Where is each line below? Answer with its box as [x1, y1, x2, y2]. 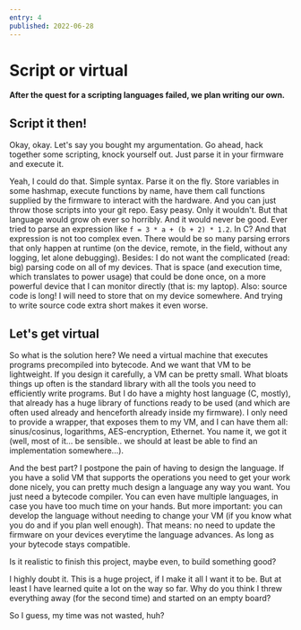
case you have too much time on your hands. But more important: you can [9, 501, 283, 512]
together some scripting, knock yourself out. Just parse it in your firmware [9, 149, 284, 160]
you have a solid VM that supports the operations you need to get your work [9, 472, 291, 483]
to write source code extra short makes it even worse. [9, 300, 209, 311]
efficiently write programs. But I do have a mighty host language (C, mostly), [9, 388, 291, 399]
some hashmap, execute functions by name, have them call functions [9, 186, 266, 197]
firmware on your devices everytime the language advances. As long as [9, 529, 275, 540]
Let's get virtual [9, 326, 100, 341]
